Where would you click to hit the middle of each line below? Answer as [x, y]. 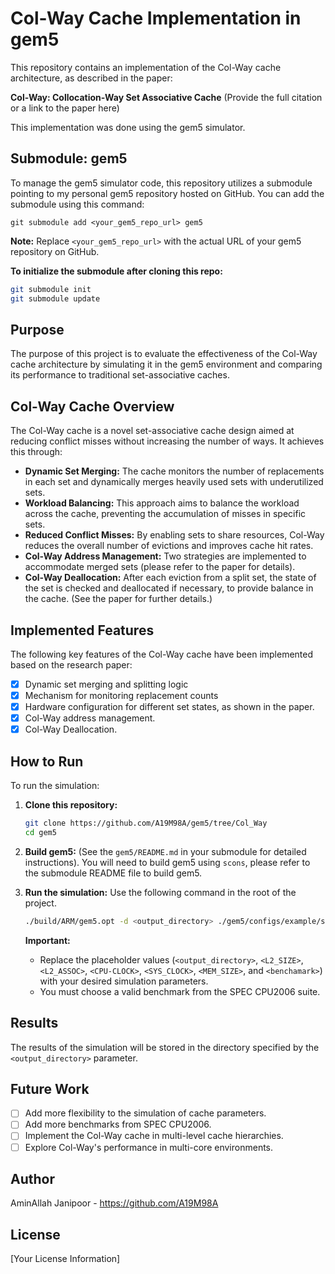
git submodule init [51, 289]
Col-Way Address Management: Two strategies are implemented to [165, 556]
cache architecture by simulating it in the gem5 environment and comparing [166, 364]
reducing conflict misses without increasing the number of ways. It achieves [167, 441]
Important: [47, 940]
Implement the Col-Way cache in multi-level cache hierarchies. [154, 1136]
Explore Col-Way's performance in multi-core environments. [149, 1147]
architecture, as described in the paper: [91, 78]
